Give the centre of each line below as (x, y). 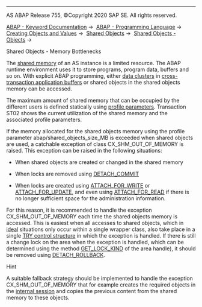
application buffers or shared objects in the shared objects (108, 82)
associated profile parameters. (44, 119)
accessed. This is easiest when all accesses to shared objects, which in (95, 223)
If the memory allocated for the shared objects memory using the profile (96, 131)
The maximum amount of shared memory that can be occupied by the (93, 100)
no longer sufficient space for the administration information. (90, 198)
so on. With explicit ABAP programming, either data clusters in (83, 76)
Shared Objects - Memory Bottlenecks (54, 51)
